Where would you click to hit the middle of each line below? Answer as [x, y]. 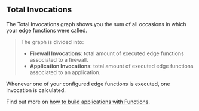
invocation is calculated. [36, 90]
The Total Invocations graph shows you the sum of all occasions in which [96, 24]
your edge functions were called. [47, 30]
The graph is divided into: [52, 42]
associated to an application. [65, 72]
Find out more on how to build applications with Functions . [78, 102]
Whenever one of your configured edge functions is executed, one [88, 84]
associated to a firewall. [59, 59]
